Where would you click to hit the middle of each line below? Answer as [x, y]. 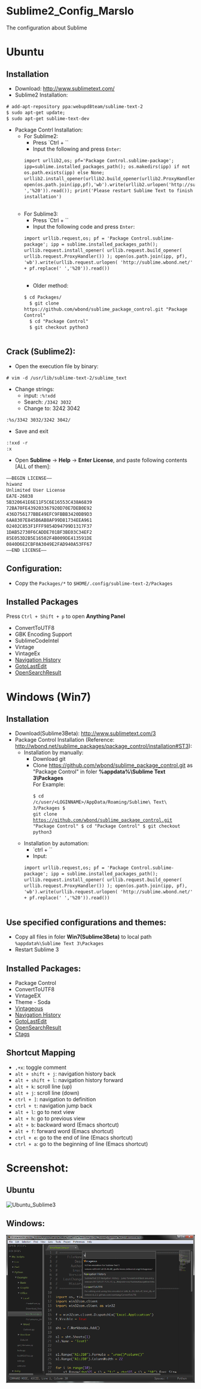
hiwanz [14, 484]
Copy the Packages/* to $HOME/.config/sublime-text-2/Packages [94, 583]
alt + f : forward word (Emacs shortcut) [64, 1131]
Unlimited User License [36, 490]
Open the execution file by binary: [57, 366]
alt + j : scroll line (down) [47, 1093]
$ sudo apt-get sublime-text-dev [48, 118]
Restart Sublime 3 [37, 949]
